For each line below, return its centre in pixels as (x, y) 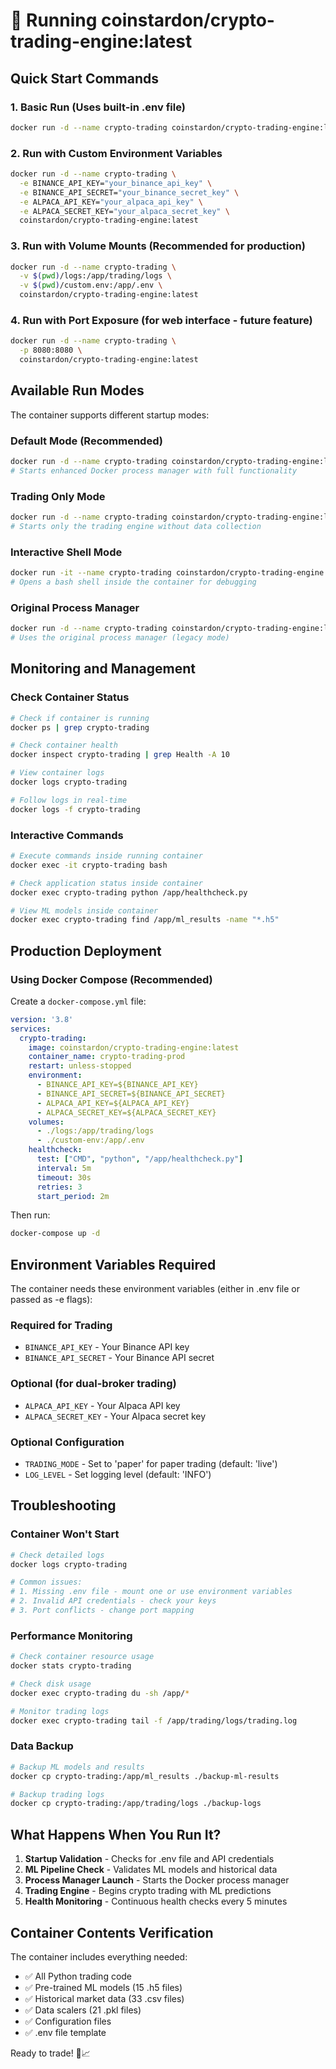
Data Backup (42, 1746)
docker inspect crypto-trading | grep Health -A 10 (120, 755)
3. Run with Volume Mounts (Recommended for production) (158, 246)
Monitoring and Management (103, 669)
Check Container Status (70, 697)
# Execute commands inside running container (106, 856)
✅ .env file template (65, 2032)
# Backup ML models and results (77, 1767)
